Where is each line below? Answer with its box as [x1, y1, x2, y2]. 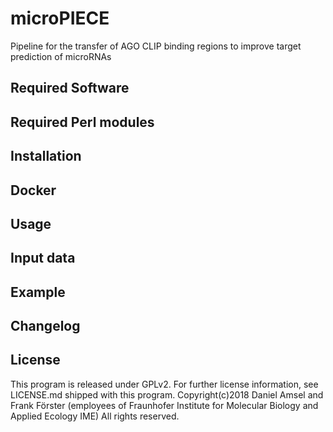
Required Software [10, 80, 130, 97]
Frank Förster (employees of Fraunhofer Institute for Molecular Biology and [10, 399, 319, 411]
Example [10, 283, 66, 301]
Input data [10, 250, 76, 267]
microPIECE [10, 7, 110, 30]
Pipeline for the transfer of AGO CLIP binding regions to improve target [10, 40, 302, 52]
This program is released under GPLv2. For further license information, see [10, 378, 319, 390]
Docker [10, 182, 57, 199]
